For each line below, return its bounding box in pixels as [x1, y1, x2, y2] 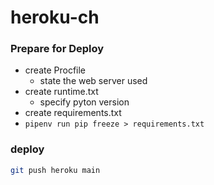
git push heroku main [10, 165, 101, 175]
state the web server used [39, 75, 148, 87]
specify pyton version [39, 96, 130, 108]
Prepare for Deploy [10, 42, 105, 56]
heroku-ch [10, 6, 100, 29]
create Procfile [24, 64, 87, 76]
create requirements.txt [24, 107, 122, 119]
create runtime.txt [24, 86, 99, 98]
